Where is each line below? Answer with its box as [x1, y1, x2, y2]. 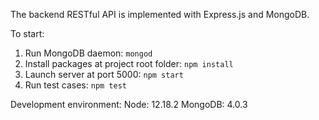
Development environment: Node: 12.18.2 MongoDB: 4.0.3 [10, 99, 248, 110]
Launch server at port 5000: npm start [24, 69, 184, 80]
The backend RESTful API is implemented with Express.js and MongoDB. [10, 9, 310, 20]
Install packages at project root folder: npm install [24, 58, 234, 69]
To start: [10, 28, 45, 39]
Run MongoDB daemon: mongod [24, 47, 153, 59]
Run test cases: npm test [24, 79, 127, 91]
